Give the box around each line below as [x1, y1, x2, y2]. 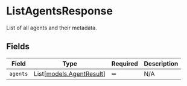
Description [144, 59, 179, 67]
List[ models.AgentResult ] [34, 69, 106, 78]
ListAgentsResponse [6, 4, 113, 18]
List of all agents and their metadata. [6, 24, 98, 31]
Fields [6, 41, 30, 52]
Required [111, 59, 139, 67]
